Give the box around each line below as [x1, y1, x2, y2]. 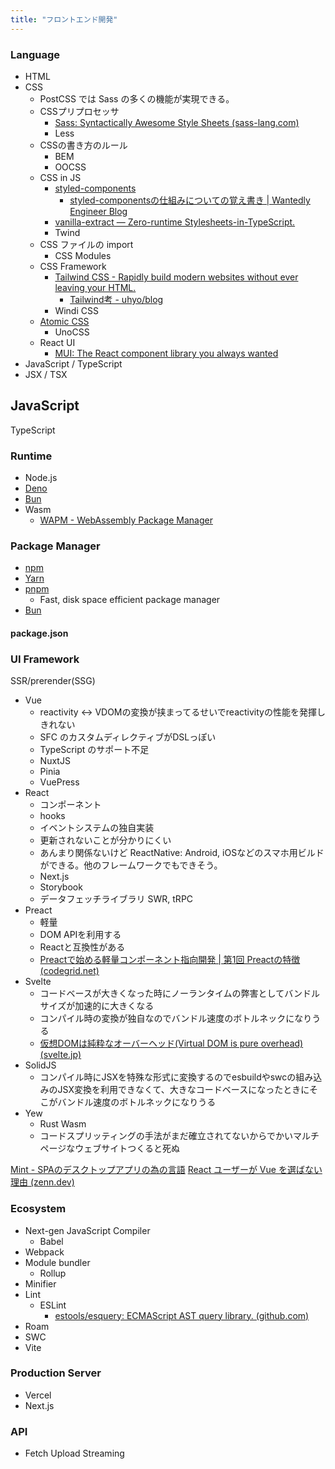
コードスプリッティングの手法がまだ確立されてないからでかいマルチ [39, 1130, 320, 1142]
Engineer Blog [69, 205, 128, 217]
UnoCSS [54, 326, 90, 338]
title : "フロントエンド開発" [10, 14, 118, 25]
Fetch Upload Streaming [24, 1447, 125, 1460]
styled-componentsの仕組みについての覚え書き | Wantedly [69, 194, 311, 206]
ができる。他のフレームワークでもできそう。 [39, 859, 223, 871]
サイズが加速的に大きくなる [39, 1000, 155, 1012]
